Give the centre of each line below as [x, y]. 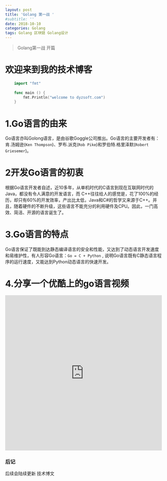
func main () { [30, 93]
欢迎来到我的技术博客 [49, 70]
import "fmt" [28, 83]
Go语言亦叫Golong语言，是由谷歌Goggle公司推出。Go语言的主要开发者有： [83, 138]
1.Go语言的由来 [36, 123]
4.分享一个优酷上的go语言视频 [67, 284]
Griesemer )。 [18, 151]
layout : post [19, 10]
